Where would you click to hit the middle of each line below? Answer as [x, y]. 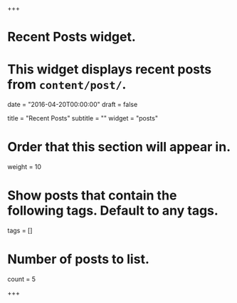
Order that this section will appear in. [119, 147]
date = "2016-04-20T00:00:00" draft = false [73, 105]
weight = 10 [24, 167]
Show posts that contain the [92, 196]
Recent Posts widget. [72, 37]
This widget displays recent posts [110, 70]
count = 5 [21, 279]
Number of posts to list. [78, 259]
